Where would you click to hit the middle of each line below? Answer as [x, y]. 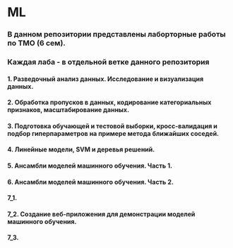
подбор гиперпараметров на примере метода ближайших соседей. [113, 133]
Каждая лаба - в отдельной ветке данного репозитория [108, 62]
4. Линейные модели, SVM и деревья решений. [81, 149]
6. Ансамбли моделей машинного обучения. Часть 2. [91, 182]
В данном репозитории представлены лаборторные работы [116, 35]
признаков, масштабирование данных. [68, 110]
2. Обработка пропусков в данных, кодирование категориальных [109, 102]
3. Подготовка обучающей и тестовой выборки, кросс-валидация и [112, 126]
